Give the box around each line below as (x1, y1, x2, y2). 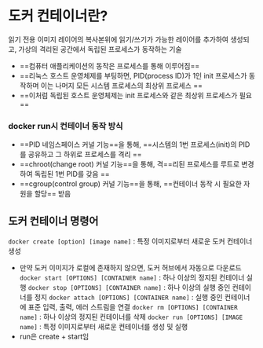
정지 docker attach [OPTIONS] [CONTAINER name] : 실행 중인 (34, 292, 223, 302)
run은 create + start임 (19, 332, 89, 342)
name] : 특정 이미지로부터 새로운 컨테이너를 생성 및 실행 (19, 322, 188, 332)
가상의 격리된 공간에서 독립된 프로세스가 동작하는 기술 (18, 44, 182, 53)
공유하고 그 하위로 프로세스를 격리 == (27, 150, 143, 159)
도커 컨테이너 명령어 (8, 214, 99, 228)
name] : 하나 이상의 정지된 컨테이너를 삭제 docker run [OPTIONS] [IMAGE (19, 312, 243, 322)
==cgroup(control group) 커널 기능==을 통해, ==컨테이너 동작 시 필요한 (19, 179, 242, 189)
